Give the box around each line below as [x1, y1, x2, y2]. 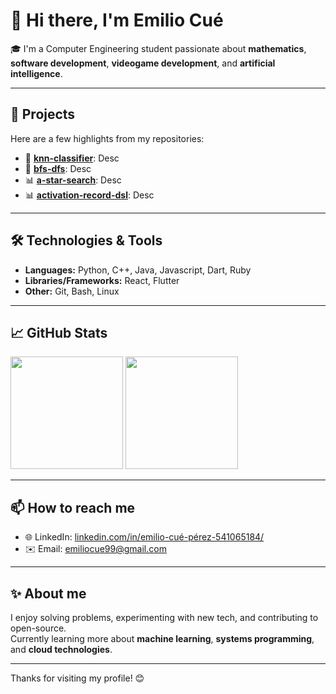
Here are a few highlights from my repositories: [10, 132, 205, 144]
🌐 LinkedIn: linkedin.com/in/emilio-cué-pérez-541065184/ [24, 531, 265, 543]
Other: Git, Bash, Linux [24, 285, 120, 297]
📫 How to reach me [10, 499, 136, 516]
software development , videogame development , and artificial [10, 57, 276, 69]
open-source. [10, 622, 67, 634]
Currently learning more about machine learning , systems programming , [10, 633, 315, 644]
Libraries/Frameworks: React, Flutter [24, 274, 180, 286]
